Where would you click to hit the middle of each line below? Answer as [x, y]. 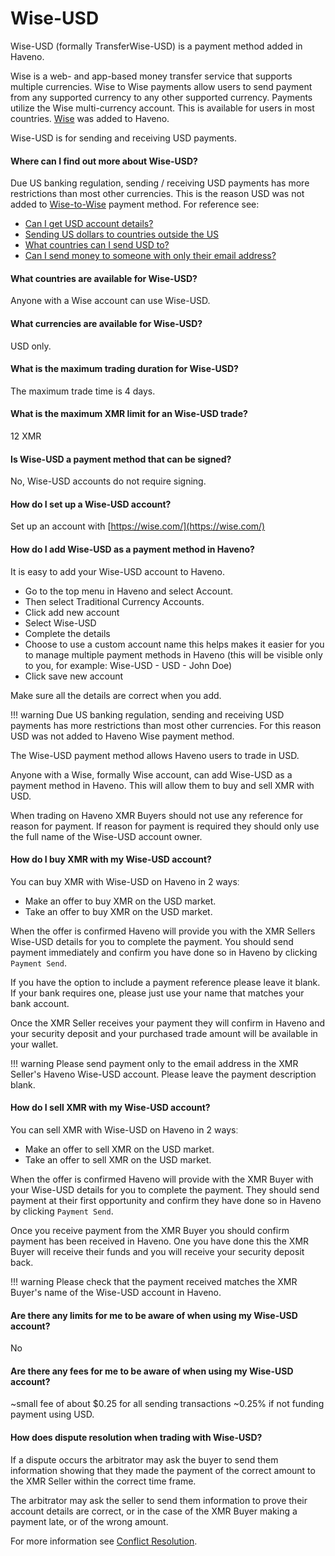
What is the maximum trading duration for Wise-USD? [124, 369]
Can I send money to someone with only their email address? [150, 256]
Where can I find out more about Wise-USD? [104, 161]
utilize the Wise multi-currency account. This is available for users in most [162, 108]
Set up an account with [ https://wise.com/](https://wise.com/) [138, 526]
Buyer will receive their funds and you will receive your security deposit [157, 1251]
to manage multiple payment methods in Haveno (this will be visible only [173, 654]
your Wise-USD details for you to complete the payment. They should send [165, 1189]
